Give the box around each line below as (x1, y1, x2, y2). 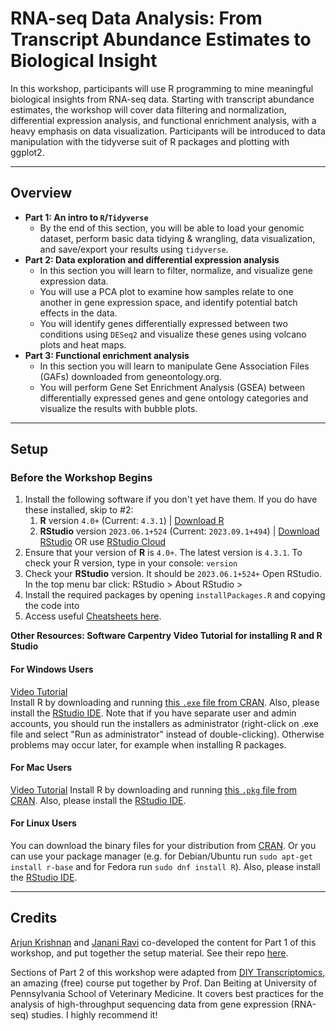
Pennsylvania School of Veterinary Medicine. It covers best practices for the (10, 987, 325, 999)
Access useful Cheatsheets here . (24, 610, 162, 622)
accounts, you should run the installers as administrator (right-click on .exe (10, 717, 319, 729)
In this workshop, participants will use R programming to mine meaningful (10, 82, 314, 94)
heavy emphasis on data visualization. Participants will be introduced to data (10, 125, 326, 137)
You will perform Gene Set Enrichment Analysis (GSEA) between (39, 381, 306, 393)
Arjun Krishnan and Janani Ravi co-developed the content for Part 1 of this (10, 936, 317, 948)
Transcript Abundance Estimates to (10, 28, 312, 51)
